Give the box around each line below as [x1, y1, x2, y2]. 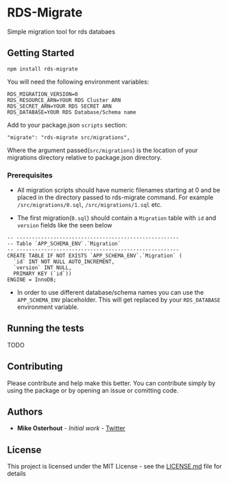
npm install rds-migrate [7, 65, 78, 73]
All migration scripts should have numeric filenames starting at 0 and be [16, 186, 221, 195]
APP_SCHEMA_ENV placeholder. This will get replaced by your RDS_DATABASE [16, 296, 221, 304]
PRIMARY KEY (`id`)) [13, 271, 72, 277]
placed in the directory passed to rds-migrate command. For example [16, 193, 214, 201]
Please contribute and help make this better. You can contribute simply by [7, 379, 216, 387]
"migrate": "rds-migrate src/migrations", [7, 134, 130, 141]
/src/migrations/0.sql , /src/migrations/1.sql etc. [16, 201, 162, 209]
